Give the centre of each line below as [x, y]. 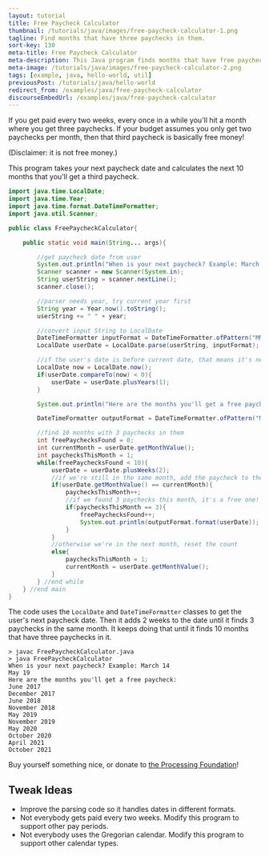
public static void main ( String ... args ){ [94, 242]
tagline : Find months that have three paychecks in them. [107, 38]
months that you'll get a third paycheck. [74, 177]
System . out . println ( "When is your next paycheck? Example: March [149, 265]
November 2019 [32, 722]
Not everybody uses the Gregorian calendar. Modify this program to [132, 835]
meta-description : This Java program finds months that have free [121, 61]
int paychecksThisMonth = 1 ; [86, 455]
